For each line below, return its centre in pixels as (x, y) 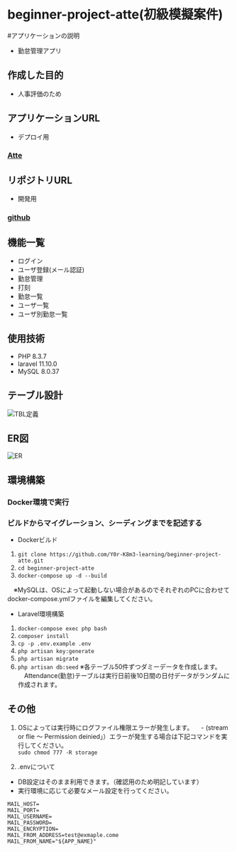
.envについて (36, 766)
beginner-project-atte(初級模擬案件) (115, 15)
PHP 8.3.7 (32, 356)
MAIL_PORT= (23, 810)
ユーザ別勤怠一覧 (43, 314)
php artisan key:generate (56, 652)
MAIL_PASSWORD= (30, 823)
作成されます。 (39, 685)
